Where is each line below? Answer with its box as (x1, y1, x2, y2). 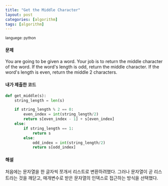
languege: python (5, 36, 36, 41)
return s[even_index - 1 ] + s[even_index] (23, 116, 115, 122)
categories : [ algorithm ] (5, 17, 58, 22)
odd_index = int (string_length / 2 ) (32, 140, 106, 145)
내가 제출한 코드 (5, 82, 37, 88)
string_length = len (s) (14, 98, 65, 103)
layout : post (5, 12, 33, 17)
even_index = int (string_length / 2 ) (23, 112, 99, 117)
